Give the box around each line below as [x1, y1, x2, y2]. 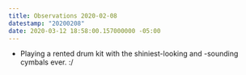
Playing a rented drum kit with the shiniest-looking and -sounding [19, 49, 239, 59]
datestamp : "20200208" [8, 19, 85, 27]
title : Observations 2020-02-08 [8, 11, 117, 20]
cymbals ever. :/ [19, 57, 74, 67]
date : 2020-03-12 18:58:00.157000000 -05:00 [8, 27, 161, 35]
